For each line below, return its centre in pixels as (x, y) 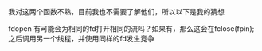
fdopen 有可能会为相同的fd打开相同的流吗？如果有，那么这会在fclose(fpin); (131, 29)
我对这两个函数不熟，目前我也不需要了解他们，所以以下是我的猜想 (116, 12)
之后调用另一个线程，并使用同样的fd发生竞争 (82, 39)
